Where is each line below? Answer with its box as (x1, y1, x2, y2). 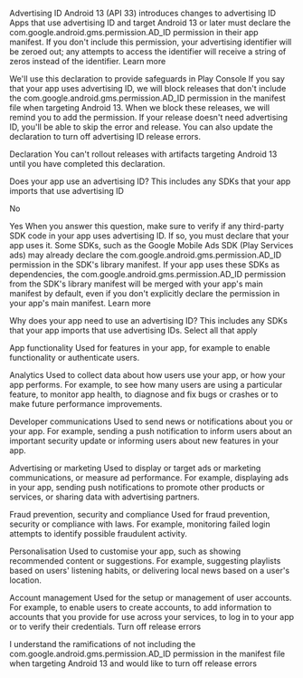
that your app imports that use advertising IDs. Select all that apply (9, 325, 258, 335)
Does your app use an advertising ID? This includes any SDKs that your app (9, 176, 291, 187)
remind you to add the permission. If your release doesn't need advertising (9, 112, 288, 122)
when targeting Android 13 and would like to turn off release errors (9, 658, 258, 669)
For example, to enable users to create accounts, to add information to (9, 602, 272, 613)
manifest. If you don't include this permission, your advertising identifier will (9, 36, 292, 47)
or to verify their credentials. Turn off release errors (9, 621, 202, 632)
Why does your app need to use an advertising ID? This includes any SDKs (9, 315, 288, 325)
